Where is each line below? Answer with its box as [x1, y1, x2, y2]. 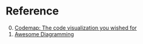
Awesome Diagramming [14, 30, 74, 37]
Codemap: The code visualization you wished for [14, 24, 137, 31]
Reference [5, 4, 59, 18]
